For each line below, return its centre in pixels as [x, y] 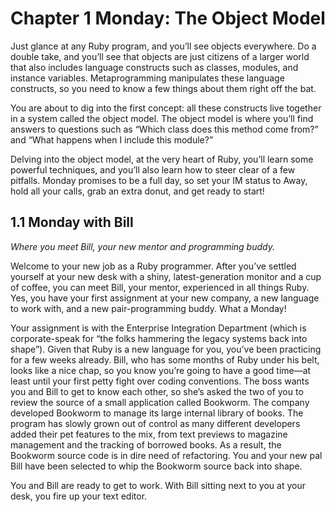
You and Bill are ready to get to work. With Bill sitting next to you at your [158, 485]
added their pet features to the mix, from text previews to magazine [149, 434]
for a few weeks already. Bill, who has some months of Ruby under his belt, [165, 359]
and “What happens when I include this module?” [112, 139]
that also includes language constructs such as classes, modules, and [154, 67]
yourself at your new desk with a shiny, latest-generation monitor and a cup [166, 276]
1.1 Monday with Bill [72, 222]
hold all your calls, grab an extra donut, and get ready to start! [137, 191]
